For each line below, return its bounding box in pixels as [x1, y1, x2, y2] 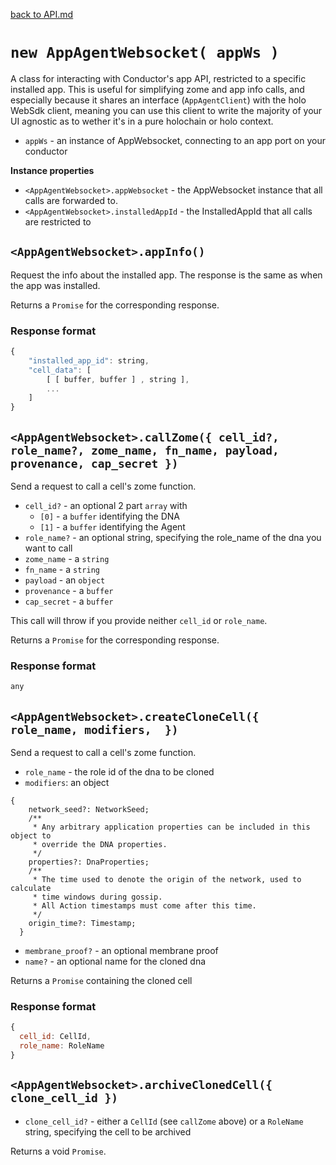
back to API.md [10, 9, 74, 20]
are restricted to [24, 215, 92, 228]
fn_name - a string [24, 563, 100, 575]
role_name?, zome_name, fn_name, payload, [10, 443, 280, 458]
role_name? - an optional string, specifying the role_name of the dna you [24, 531, 322, 543]
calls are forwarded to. [24, 194, 118, 206]
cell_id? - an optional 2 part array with [24, 499, 188, 511]
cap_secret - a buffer [24, 595, 114, 607]
